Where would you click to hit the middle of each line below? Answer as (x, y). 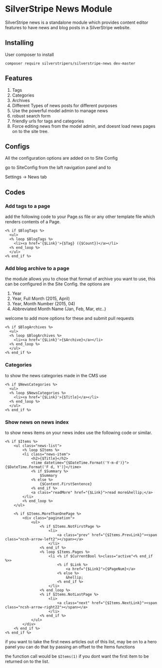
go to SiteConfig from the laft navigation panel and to (58, 167)
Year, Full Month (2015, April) (41, 299)
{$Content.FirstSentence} (66, 484)
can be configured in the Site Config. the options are (57, 284)
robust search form (31, 116)
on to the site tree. (30, 131)
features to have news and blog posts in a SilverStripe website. (68, 27)
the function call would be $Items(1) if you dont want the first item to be (77, 656)
